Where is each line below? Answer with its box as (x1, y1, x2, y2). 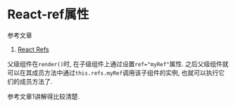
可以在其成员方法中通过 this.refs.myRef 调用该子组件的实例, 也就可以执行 (7, 68, 219, 77)
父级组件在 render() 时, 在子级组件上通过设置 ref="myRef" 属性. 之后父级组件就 (7, 59, 229, 68)
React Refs (17, 45, 49, 53)
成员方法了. (19, 77, 53, 85)
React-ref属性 (7, 6, 89, 23)
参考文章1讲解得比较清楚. (7, 92, 80, 101)
